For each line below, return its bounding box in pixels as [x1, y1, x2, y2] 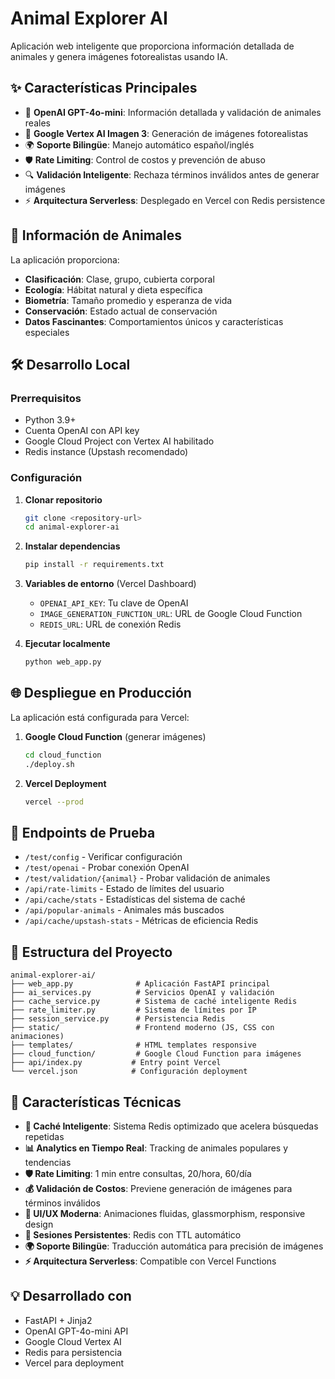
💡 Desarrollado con [10, 1288, 132, 1305]
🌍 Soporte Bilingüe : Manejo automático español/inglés [24, 138, 255, 151]
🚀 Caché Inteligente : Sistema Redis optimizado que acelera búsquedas [24, 1120, 319, 1132]
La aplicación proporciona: [10, 253, 120, 266]
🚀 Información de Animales [10, 227, 183, 244]
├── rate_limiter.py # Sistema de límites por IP [10, 1005, 257, 1016]
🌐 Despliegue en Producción [10, 685, 192, 702]
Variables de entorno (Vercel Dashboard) [24, 578, 197, 590]
